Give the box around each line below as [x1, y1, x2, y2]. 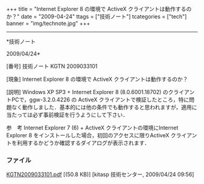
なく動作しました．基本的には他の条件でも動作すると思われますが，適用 [11, 104, 192, 111]
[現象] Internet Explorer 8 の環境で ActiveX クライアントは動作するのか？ [6, 75, 188, 83]
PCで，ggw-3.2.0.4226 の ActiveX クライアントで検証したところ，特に [11, 96, 189, 103]
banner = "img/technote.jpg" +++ [6, 20, 90, 27]
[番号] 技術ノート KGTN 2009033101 [6, 63, 98, 70]
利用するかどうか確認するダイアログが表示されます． [16, 139, 150, 146]
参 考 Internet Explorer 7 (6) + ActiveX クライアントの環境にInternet [6, 124, 178, 131]
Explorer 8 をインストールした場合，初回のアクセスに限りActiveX [6, 132, 169, 138]
